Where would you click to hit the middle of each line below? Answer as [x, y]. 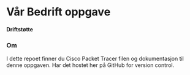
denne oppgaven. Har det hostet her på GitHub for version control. [90, 65]
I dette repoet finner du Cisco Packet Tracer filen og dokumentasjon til [95, 59]
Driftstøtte [20, 29]
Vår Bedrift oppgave [59, 12]
